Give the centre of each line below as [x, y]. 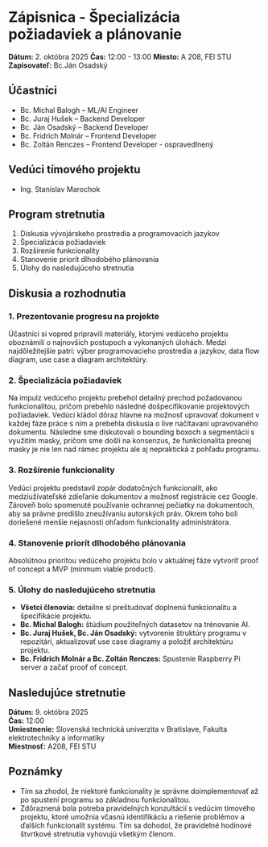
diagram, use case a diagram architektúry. [78, 359]
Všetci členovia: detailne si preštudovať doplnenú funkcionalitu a [128, 608]
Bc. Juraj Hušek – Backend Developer [82, 118]
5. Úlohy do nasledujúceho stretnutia [82, 590]
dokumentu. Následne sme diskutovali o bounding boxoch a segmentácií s [132, 432]
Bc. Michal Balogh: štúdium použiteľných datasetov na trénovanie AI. [135, 625]
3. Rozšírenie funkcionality [62, 470]
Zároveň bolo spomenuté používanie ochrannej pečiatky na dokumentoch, [132, 504]
